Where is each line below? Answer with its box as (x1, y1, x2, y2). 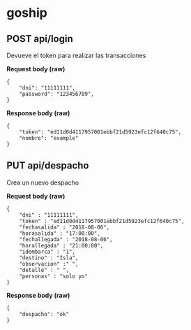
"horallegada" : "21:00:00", (19, 242, 104, 249)
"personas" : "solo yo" (19, 273, 89, 280)
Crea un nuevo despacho (6, 178, 79, 187)
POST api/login (6, 33, 74, 45)
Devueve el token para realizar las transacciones (6, 51, 146, 59)
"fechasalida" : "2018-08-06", (19, 224, 110, 231)
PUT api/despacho (6, 159, 89, 172)
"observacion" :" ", (19, 260, 79, 267)
